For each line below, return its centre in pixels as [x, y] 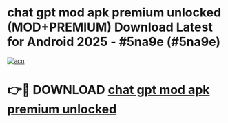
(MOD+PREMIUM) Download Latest [110, 27]
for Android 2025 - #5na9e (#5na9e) [114, 42]
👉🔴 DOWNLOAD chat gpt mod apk [108, 90]
